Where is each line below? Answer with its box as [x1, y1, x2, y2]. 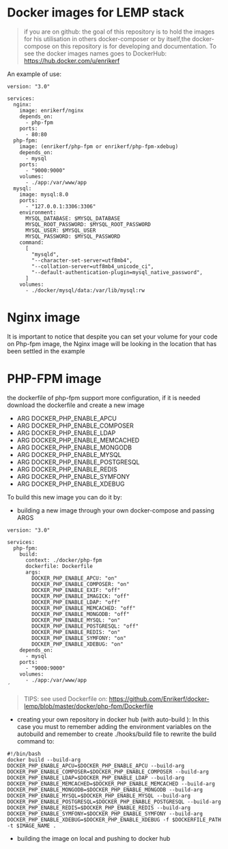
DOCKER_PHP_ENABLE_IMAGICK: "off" [31, 593, 130, 600]
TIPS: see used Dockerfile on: [23, 694, 108, 703]
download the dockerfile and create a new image [7, 401, 145, 409]
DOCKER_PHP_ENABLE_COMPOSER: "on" [31, 580, 130, 587]
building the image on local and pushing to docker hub [16, 834, 171, 842]
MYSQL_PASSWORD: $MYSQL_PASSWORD [25, 233, 121, 240]
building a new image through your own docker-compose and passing [16, 506, 215, 515]
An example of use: [7, 70, 61, 78]
